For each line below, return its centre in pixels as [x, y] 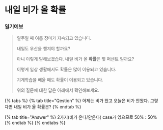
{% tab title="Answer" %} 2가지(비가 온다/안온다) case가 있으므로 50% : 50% [81, 117]
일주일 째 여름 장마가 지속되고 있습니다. [54, 38]
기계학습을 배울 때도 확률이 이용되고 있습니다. [60, 80]
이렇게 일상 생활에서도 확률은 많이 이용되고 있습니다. [66, 70]
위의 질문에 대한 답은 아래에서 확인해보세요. [58, 90]
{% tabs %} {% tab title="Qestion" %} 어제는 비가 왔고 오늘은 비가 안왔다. [77, 101]
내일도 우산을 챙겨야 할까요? [43, 49]
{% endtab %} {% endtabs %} [35, 123]
